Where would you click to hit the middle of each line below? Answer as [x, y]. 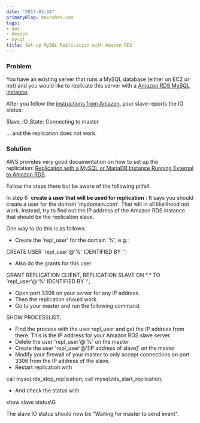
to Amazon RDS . [26, 175]
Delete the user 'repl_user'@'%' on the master [72, 342]
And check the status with [47, 391]
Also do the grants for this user [53, 263]
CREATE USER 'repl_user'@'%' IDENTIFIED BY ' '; [67, 252]
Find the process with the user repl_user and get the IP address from [99, 329]
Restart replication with [43, 367]
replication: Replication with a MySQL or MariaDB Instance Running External [100, 168]
